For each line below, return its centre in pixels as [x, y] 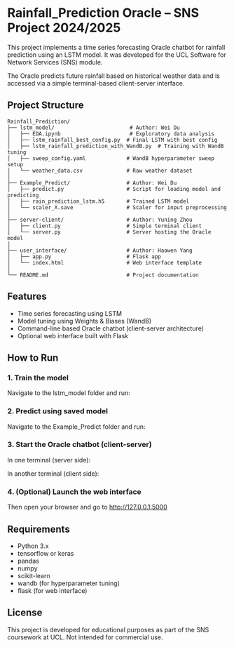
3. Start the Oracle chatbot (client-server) [80, 445]
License [25, 613]
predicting [23, 195]
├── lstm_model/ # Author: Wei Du [94, 128]
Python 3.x [33, 546]
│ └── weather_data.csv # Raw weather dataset [100, 171]
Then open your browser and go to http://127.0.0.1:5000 [88, 507]
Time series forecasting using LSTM [70, 313]
